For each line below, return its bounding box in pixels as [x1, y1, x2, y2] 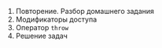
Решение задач [15, 31, 68, 40]
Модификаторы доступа [15, 15, 98, 24]
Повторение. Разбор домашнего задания [15, 7, 155, 15]
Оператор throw [15, 23, 69, 32]
